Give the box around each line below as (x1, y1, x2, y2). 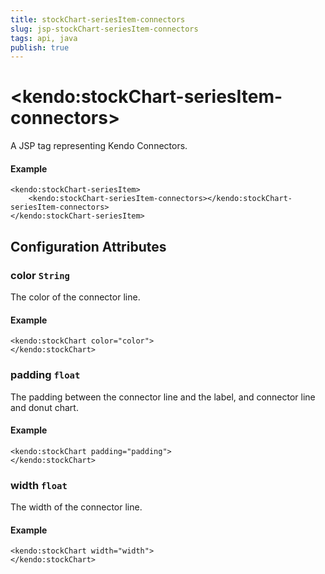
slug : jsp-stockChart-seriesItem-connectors (10, 24, 199, 34)
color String (10, 268, 70, 282)
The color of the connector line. (10, 291, 141, 303)
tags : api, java (10, 33, 78, 43)
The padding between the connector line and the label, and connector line (10, 391, 316, 403)
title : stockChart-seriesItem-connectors (10, 14, 186, 25)
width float (10, 478, 68, 492)
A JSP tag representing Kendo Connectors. (10, 140, 188, 152)
